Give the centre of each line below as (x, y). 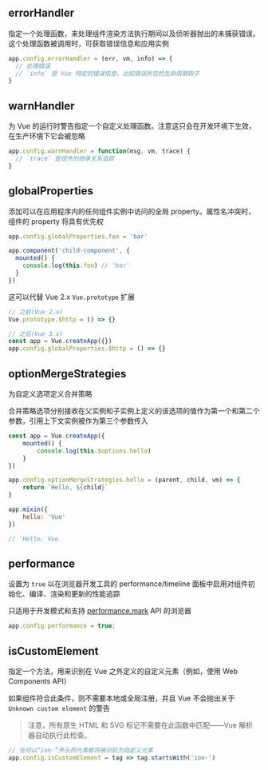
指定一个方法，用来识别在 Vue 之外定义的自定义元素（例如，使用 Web (123, 671)
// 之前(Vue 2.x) (36, 312)
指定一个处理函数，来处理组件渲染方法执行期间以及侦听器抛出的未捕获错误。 (134, 33)
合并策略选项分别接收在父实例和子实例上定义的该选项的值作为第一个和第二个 (134, 411)
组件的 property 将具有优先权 (56, 221)
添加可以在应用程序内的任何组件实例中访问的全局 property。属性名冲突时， (132, 211)
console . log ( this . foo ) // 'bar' (76, 266)
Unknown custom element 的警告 (59, 708)
